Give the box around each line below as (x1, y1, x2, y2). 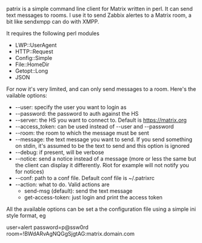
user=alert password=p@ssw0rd (6, 224, 89, 231)
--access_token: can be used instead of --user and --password (15, 123, 174, 130)
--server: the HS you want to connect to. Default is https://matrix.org (15, 116, 187, 124)
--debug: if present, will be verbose (15, 148, 104, 156)
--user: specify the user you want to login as (15, 104, 127, 111)
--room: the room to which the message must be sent (15, 130, 150, 136)
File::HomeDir (15, 61, 50, 68)
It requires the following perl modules (6, 30, 100, 37)
